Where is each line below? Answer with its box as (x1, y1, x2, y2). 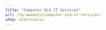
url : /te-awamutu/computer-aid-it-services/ (5, 12, 101, 17)
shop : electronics (5, 17, 44, 22)
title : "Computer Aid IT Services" (5, 7, 81, 13)
